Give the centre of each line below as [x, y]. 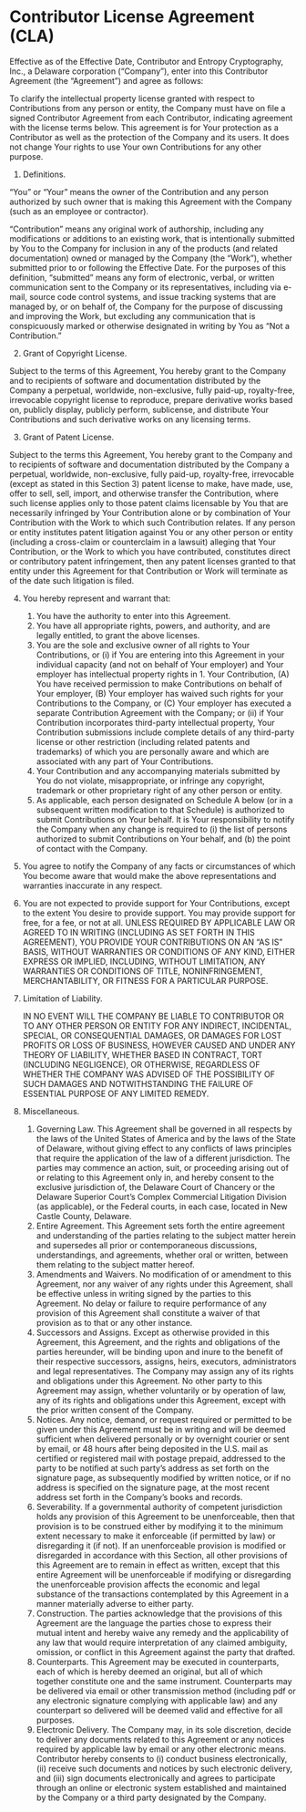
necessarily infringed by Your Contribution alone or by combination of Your [150, 513]
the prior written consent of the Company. [115, 1410]
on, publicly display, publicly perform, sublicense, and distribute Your [139, 409]
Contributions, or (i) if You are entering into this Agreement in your [160, 655]
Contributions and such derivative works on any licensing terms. [130, 419]
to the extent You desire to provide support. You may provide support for [159, 913]
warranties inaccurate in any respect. [92, 885]
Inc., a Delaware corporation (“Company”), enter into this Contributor [139, 71]
